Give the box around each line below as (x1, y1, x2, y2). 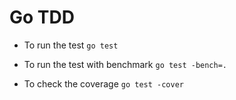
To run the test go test (23, 39, 119, 51)
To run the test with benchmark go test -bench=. (23, 58, 228, 70)
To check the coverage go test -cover (23, 77, 185, 90)
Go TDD (9, 6, 75, 29)
